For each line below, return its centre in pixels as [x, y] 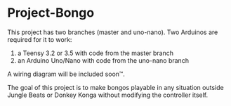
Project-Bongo [51, 13]
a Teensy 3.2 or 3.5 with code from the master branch [95, 53]
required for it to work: [40, 39]
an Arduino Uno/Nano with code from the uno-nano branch [103, 60]
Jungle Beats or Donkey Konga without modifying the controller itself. [108, 95]
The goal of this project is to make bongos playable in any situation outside [115, 87]
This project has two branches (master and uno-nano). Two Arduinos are [113, 32]
